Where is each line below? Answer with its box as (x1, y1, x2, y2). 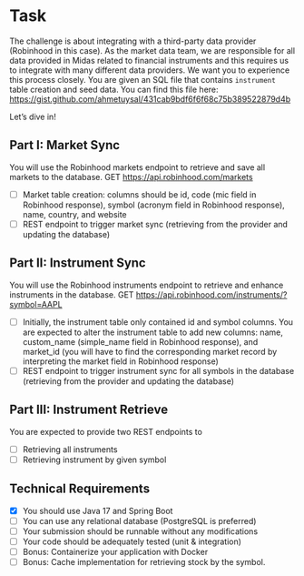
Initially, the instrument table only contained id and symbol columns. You (22, 316, 293, 328)
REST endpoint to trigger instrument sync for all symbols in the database (22, 365, 295, 376)
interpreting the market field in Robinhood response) (22, 356, 220, 367)
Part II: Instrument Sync (9, 256, 147, 271)
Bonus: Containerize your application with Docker (22, 546, 209, 557)
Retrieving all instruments (22, 443, 118, 455)
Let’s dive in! (9, 111, 56, 122)
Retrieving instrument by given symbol (22, 454, 167, 465)
